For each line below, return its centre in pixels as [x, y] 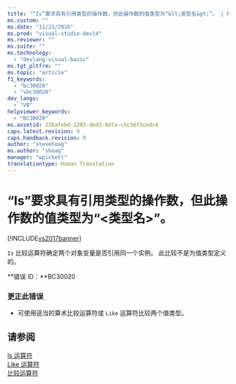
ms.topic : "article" [38, 72]
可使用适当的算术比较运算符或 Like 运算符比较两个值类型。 [103, 312]
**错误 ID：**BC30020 [41, 276]
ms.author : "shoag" [36, 151]
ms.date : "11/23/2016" [40, 27]
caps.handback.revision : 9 [47, 138]
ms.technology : [29, 53]
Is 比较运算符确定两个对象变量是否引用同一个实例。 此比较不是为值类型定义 [117, 253]
